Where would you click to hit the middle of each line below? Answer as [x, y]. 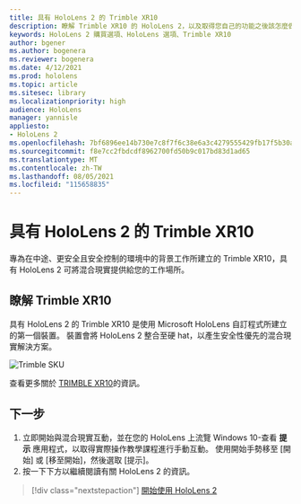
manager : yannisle [43, 118]
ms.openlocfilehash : [48, 143]
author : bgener [38, 43]
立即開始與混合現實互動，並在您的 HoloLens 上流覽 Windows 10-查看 [150, 438]
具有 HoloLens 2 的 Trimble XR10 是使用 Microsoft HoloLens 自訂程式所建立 [148, 323]
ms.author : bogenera [48, 51]
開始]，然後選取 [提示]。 [109, 460]
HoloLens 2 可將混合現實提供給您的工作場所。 [104, 270]
